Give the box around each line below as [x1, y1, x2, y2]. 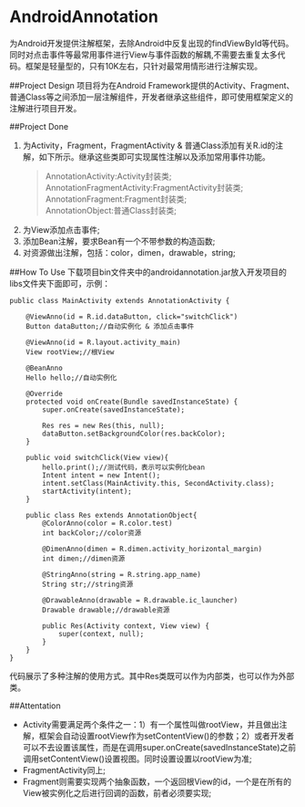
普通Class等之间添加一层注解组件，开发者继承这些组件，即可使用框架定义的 [9, 91, 294, 102]
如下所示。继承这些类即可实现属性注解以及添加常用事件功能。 [38, 151, 270, 162]
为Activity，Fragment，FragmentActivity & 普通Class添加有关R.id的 [22, 140, 276, 151]
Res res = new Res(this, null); [42, 421, 166, 430]
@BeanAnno [25, 363, 64, 372]
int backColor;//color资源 [42, 528, 142, 538]
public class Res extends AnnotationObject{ [25, 510, 198, 519]
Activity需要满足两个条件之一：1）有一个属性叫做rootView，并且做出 [22, 718, 280, 729]
